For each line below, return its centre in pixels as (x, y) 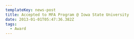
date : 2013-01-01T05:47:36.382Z (40, 19)
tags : (11, 24)
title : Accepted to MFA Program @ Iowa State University (67, 15)
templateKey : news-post (31, 10)
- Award (18, 29)
